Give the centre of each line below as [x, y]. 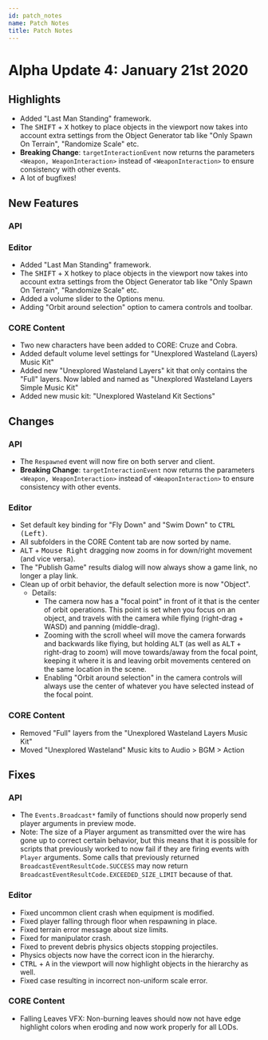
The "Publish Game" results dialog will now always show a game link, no [138, 567]
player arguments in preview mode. [78, 824]
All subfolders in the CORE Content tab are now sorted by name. [125, 542]
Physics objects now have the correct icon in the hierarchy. [117, 955]
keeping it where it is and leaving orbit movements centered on [147, 661]
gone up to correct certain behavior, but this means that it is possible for [138, 840]
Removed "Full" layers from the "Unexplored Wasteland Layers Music [134, 732]
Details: [44, 593]
